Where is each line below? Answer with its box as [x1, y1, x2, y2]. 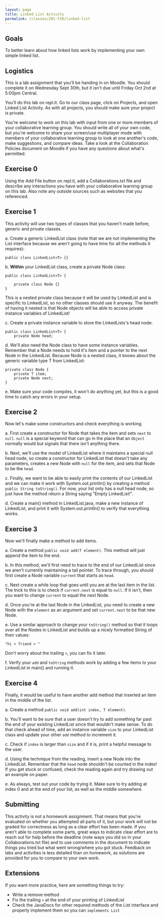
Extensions [5, 869, 40, 877]
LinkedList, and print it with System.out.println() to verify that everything [5, 505, 149, 511]
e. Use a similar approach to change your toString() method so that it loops [5, 622, 158, 628]
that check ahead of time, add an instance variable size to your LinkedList [5, 727, 154, 733]
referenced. [5, 193, 29, 199]
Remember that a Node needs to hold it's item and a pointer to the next [5, 347, 147, 353]
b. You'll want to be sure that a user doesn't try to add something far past [5, 716, 152, 722]
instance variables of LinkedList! [5, 310, 70, 316]
